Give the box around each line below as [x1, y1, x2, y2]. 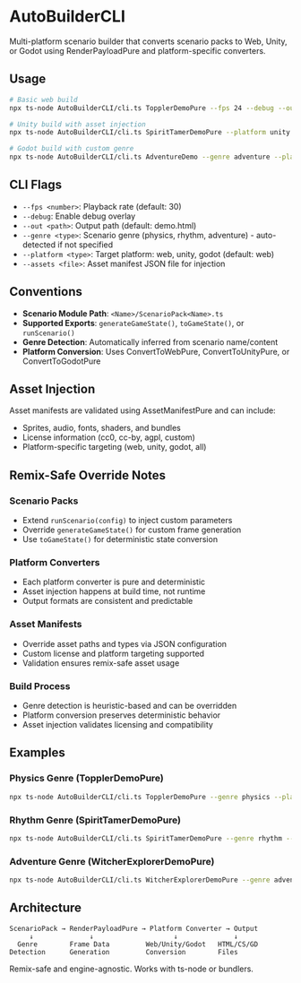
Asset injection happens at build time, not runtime [21, 586, 206, 597]
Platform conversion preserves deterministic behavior [21, 710, 221, 720]
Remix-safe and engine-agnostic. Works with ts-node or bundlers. [9, 963, 254, 974]
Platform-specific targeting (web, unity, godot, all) [21, 442, 207, 453]
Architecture [9, 901, 82, 916]
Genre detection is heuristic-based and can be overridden [21, 701, 237, 711]
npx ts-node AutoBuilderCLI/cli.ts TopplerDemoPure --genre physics [9, 792, 271, 801]
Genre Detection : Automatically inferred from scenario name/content [21, 336, 279, 347]
